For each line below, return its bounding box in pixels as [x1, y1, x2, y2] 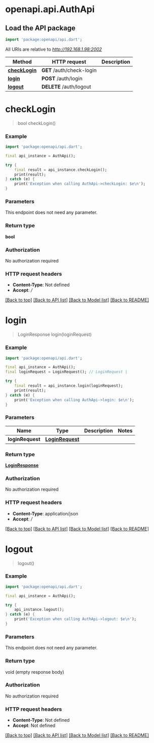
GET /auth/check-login [41, 67, 97, 74]
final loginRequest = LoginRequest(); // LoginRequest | [5, 369, 128, 375]
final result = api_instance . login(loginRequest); [14, 383, 123, 388]
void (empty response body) [5, 669, 65, 675]
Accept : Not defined [12, 722, 56, 729]
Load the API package [5, 24, 76, 32]
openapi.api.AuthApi [5, 4, 95, 15]
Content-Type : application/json [12, 510, 78, 516]
